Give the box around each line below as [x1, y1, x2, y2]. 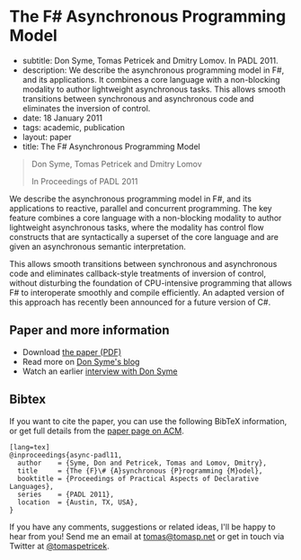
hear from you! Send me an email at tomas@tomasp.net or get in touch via [9, 530, 285, 541]
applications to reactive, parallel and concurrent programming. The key [9, 202, 272, 213]
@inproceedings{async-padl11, [9, 450, 123, 459]
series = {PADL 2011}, [17, 490, 115, 499]
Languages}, [9, 482, 54, 491]
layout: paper [22, 131, 72, 142]
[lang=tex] [9, 442, 50, 451]
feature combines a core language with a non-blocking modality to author [9, 212, 282, 223]
